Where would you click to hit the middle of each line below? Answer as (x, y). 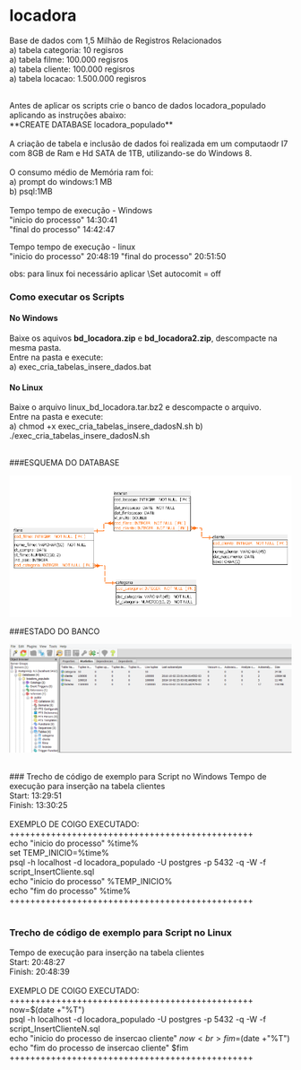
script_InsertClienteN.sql (55, 1029)
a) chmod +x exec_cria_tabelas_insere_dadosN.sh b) (106, 426)
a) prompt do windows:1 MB (61, 181)
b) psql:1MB (31, 191)
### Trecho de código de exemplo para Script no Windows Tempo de (138, 776)
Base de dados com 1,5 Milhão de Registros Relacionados (116, 40)
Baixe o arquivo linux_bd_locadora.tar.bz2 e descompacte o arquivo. (135, 407)
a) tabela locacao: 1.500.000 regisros (78, 78)
